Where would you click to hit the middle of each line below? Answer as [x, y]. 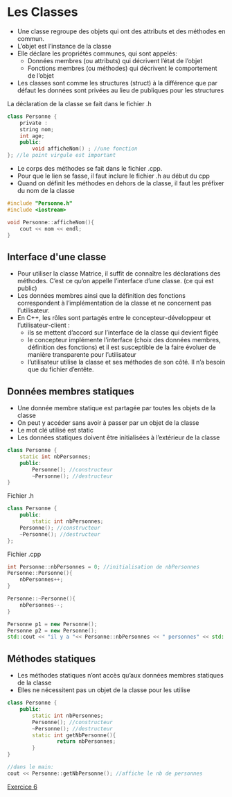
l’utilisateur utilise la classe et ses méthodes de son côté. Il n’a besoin [126, 362]
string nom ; [37, 129]
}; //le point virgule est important [62, 156]
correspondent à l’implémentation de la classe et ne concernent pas [114, 303]
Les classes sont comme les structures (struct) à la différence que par [117, 83]
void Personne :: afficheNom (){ [51, 222]
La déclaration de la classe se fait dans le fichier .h [80, 103]
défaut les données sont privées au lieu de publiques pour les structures [121, 90]
